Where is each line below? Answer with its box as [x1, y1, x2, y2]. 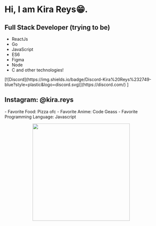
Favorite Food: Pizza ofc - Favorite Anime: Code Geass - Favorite [7, 108, 138, 114]
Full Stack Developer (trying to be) [4, 23, 110, 32]
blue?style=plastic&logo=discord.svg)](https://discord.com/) [4, 82, 126, 87]
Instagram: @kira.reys [4, 96, 74, 104]
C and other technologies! [11, 67, 64, 73]
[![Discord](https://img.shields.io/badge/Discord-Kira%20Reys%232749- [4, 77, 152, 82]
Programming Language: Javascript [4, 114, 76, 120]
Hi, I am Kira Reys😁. [4, 4, 88, 15]
